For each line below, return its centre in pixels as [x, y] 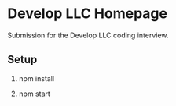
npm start [34, 94]
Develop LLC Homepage [88, 14]
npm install [37, 78]
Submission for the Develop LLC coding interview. [88, 35]
